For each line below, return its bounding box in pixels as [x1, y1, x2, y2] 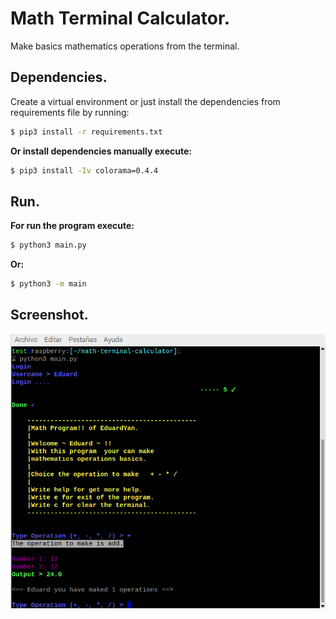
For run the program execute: [10, 220, 135, 232]
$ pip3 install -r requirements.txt [10, 127, 163, 137]
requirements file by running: [10, 106, 130, 118]
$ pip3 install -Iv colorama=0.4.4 [10, 165, 159, 176]
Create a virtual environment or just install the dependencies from [10, 95, 281, 107]
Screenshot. [10, 307, 89, 324]
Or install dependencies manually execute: [10, 145, 192, 157]
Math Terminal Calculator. [10, 7, 231, 30]
